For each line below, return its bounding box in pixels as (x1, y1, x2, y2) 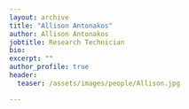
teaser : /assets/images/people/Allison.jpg (17, 79, 180, 88)
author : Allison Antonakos (9, 29, 109, 38)
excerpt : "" (9, 54, 53, 63)
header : (9, 71, 38, 80)
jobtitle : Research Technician (9, 37, 125, 47)
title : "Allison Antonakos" (9, 21, 114, 30)
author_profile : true (9, 63, 90, 72)
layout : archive (9, 12, 69, 22)
